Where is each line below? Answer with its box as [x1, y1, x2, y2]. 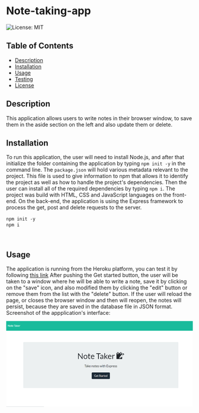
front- [172, 191, 187, 199]
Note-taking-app [6, 4, 91, 18]
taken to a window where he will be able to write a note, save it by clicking [6, 278, 187, 285]
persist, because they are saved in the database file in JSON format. [6, 303, 173, 310]
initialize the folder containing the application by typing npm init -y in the [6, 160, 185, 167]
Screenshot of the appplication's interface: [6, 309, 111, 317]
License [14, 82, 34, 89]
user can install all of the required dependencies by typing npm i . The [6, 185, 176, 192]
